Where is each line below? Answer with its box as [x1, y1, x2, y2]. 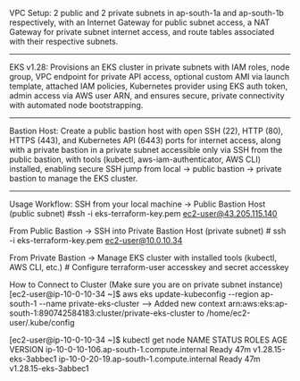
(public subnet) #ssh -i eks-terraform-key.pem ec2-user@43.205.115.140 [9, 208, 278, 218]
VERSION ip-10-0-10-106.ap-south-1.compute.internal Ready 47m [9, 344, 252, 354]
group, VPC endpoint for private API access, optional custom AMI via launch [9, 72, 290, 81]
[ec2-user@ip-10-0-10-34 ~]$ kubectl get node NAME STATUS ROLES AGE [9, 334, 288, 345]
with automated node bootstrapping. [9, 100, 144, 110]
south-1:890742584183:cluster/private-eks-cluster [9, 308, 196, 318]
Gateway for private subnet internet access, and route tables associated [9, 27, 275, 37]
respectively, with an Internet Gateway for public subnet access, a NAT [9, 17, 271, 28]
